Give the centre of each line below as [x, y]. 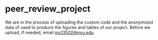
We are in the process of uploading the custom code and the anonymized [79, 22]
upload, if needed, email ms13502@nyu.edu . [50, 32]
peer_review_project [48, 9]
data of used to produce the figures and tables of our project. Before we [78, 27]
